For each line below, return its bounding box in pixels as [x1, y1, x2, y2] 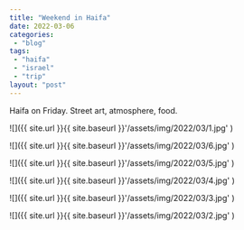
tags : [9, 47, 30, 56]
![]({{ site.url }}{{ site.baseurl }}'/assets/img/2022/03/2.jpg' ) [9, 209, 235, 221]
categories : [9, 30, 54, 39]
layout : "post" [9, 80, 67, 89]
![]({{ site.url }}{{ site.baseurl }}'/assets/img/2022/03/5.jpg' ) [9, 157, 235, 168]
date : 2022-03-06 [9, 22, 75, 31]
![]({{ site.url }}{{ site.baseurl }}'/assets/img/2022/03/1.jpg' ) [9, 123, 233, 133]
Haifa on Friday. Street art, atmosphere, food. [9, 105, 178, 115]
